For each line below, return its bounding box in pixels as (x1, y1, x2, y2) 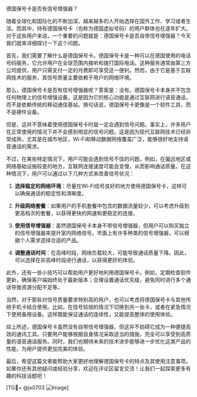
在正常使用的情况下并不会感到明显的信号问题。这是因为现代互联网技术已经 (6, 128, 186, 135)
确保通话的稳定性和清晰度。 (19, 190, 87, 196)
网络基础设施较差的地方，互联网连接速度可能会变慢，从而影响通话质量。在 (6, 163, 186, 169)
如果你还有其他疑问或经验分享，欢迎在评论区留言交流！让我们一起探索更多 (6, 365, 186, 372)
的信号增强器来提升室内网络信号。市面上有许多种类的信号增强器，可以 (14, 229, 185, 236)
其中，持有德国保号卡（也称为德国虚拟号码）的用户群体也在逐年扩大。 (21, 25, 191, 32)
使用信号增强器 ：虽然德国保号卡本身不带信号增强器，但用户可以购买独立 (14, 222, 189, 229)
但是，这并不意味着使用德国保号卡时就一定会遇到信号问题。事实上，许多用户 (6, 121, 191, 128)
